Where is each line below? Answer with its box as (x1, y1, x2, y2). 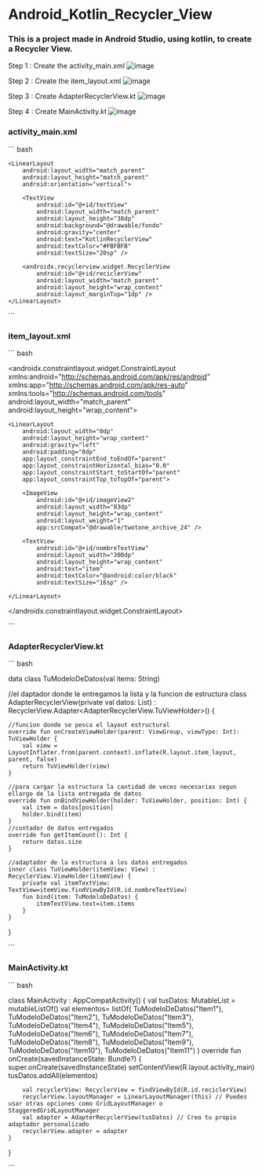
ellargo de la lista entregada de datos (8, 790, 143, 798)
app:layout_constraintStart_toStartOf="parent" (22, 469, 180, 477)
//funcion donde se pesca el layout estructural (8, 721, 170, 729)
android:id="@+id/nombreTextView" (36, 545, 149, 552)
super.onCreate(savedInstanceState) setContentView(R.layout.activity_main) (8, 1062, 255, 1072)
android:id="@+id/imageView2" (36, 497, 135, 504)
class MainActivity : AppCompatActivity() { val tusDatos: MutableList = (8, 996, 236, 1005)
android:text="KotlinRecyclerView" (36, 235, 153, 243)
